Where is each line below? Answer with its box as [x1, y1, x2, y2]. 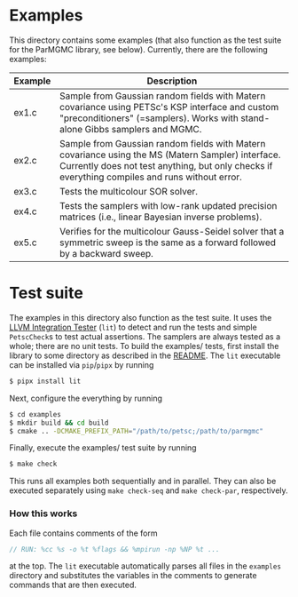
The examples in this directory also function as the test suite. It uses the [9, 312, 272, 322]
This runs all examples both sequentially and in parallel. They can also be [9, 476, 277, 487]
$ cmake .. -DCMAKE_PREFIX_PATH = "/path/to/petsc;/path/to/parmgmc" [9, 426, 264, 435]
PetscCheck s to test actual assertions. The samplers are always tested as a [9, 330, 281, 342]
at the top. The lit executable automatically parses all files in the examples [9, 561, 282, 571]
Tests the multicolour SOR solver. [59, 185, 198, 197]
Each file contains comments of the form [9, 528, 158, 538]
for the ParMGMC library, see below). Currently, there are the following [9, 44, 268, 54]
